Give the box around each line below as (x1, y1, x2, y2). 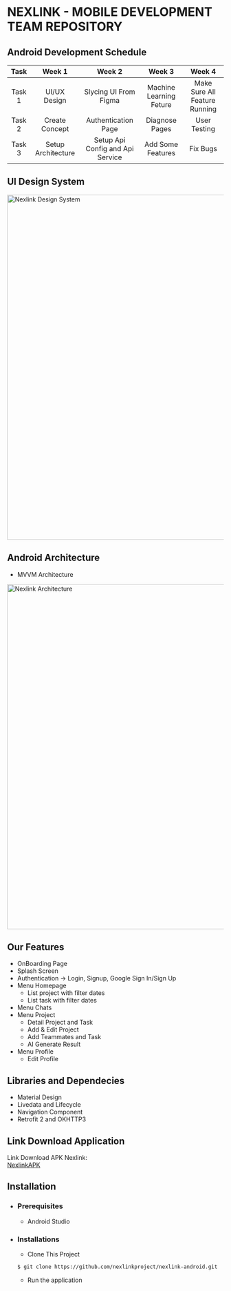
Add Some (144, 139, 179, 149)
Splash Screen (16, 967, 58, 975)
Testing (191, 124, 215, 133)
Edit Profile (27, 1055, 58, 1063)
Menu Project (16, 1011, 56, 1019)
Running (190, 104, 217, 114)
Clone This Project (27, 1250, 80, 1259)
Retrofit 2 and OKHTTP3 (16, 1115, 87, 1123)
